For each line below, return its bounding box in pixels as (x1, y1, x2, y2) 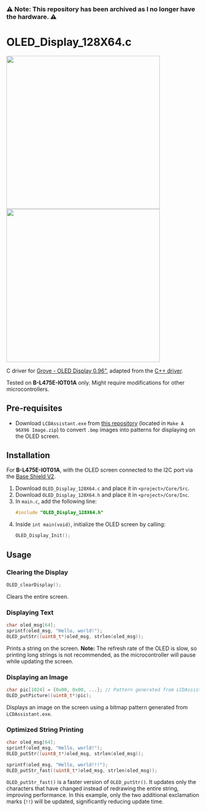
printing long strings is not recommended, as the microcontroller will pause (6, 651, 196, 658)
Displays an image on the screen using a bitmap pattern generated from (6, 703, 188, 711)
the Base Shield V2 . (6, 473, 56, 480)
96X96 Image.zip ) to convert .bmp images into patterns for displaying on (15, 426, 196, 433)
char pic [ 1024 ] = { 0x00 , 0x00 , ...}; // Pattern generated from (6, 687, 174, 693)
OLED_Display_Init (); (15, 532, 71, 539)
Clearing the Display (6, 568, 69, 576)
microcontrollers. (6, 385, 50, 393)
